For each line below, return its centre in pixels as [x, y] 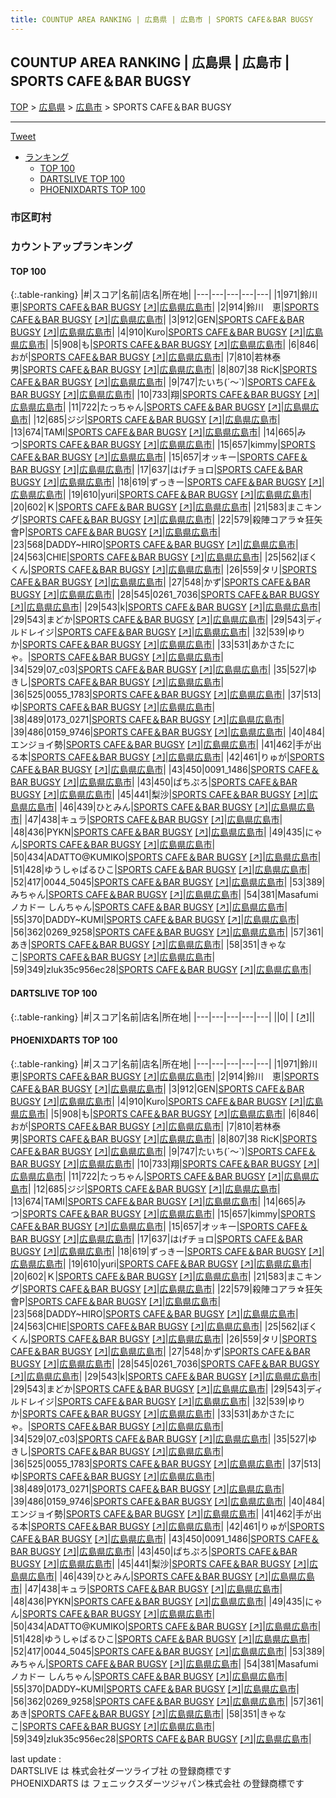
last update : [36, 1758]
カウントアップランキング [71, 247]
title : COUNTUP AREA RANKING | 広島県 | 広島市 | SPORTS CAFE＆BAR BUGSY [162, 19]
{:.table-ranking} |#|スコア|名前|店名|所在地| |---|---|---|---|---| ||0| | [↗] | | [163, 1017]
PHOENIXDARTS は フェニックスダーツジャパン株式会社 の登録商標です [157, 1783]
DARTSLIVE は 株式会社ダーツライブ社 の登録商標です [121, 1770]
